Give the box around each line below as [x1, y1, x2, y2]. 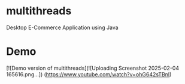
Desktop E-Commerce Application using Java [6, 24, 119, 31]
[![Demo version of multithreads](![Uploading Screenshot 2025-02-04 [6, 64, 180, 71]
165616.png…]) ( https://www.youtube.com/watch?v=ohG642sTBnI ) [6, 70, 172, 78]
